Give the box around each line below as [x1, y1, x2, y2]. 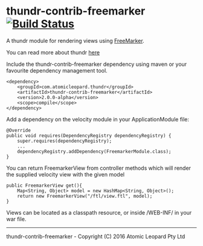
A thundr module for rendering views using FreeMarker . [6, 37, 144, 44]
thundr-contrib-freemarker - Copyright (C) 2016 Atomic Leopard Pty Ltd [6, 233, 185, 240]
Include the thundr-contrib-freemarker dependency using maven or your [6, 60, 187, 68]
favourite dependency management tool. [6, 66, 108, 74]
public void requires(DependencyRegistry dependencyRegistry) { [6, 132, 172, 138]
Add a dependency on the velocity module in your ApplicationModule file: [6, 115, 189, 123]
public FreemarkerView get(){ [6, 183, 83, 189]
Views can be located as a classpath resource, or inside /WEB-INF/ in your [6, 209, 192, 216]
